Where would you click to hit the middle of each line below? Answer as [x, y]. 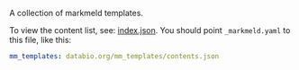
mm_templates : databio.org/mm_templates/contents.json [114, 57]
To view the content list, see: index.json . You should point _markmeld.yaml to [150, 30]
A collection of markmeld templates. [77, 13]
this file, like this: [41, 40]
